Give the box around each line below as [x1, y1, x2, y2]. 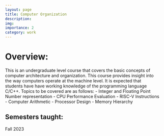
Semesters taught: [5, 113, 64, 121]
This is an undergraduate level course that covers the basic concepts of [5, 67, 151, 73]
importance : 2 [5, 26, 34, 30]
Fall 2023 [5, 126, 25, 132]
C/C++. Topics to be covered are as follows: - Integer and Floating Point [5, 88, 151, 94]
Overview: [5, 51, 49, 62]
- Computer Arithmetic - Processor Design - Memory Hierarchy [5, 99, 133, 105]
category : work [5, 30, 36, 35]
